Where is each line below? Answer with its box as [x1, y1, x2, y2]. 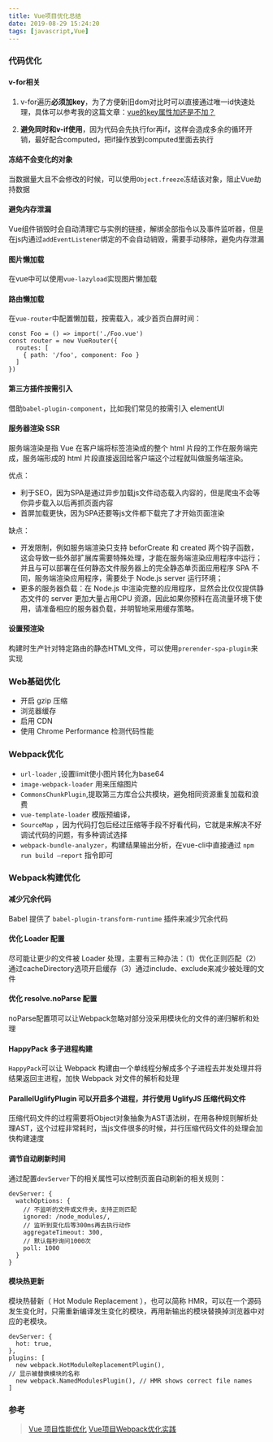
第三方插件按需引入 [8, 383, 73, 393]
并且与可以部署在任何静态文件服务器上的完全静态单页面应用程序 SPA [19, 563, 250, 573]
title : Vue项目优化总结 [8, 11, 81, 20]
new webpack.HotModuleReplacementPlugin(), [15, 1361, 165, 1369]
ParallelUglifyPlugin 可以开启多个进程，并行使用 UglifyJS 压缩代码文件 [8, 1093, 246, 1103]
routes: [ [15, 344, 49, 352]
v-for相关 [8, 76, 41, 86]
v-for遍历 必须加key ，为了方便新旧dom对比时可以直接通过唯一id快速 [19, 97, 249, 107]
